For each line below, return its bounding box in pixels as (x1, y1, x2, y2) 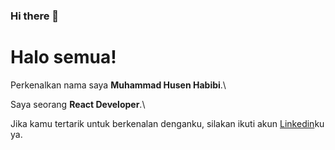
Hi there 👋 (10, 9, 60, 23)
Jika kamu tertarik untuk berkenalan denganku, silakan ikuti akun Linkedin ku (10, 117, 325, 129)
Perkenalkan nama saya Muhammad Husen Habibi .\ (10, 79, 227, 91)
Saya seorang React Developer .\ (10, 98, 146, 110)
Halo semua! (10, 46, 117, 69)
